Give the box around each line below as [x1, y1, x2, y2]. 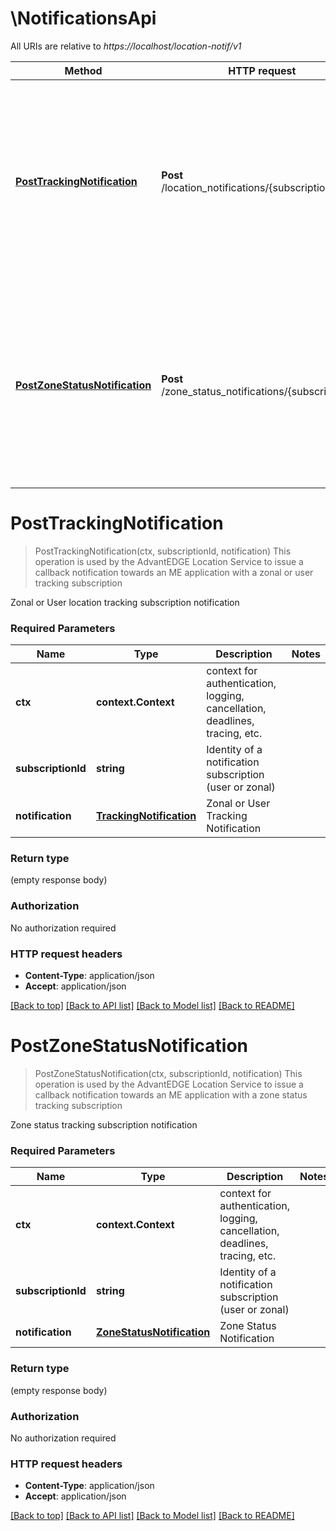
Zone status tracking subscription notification [10, 1119, 198, 1131]
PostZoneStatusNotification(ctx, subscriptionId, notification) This [34, 1068, 303, 1079]
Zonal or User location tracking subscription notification [10, 596, 240, 608]
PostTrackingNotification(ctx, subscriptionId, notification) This [34, 545, 292, 557]
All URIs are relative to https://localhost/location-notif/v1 [10, 40, 242, 52]
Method [64, 63, 103, 77]
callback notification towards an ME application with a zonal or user [34, 566, 314, 578]
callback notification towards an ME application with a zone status [34, 1089, 308, 1101]
